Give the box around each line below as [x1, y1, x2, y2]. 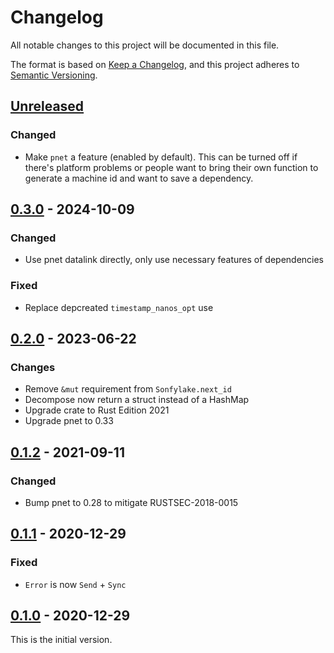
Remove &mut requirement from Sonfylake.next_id [24, 383, 232, 395]
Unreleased [10, 98, 85, 115]
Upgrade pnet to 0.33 [24, 415, 114, 427]
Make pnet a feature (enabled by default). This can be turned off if [24, 151, 298, 163]
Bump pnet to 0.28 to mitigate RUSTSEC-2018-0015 [24, 496, 239, 508]
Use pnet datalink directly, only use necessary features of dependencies [24, 254, 325, 266]
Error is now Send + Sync [24, 578, 127, 590]
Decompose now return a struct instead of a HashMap [24, 394, 250, 406]
